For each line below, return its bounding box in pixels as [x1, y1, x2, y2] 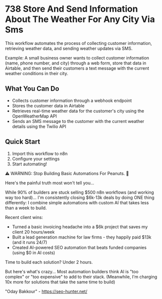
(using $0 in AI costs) [12, 250, 55, 256]
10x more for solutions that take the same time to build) [5, 279, 115, 285]
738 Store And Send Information [5, 3, 138, 15]
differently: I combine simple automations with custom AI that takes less [5, 199, 149, 205]
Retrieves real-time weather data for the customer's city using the [12, 108, 144, 114]
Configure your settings [12, 156, 60, 161]
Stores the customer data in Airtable [12, 102, 85, 108]
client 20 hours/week [12, 229, 55, 235]
